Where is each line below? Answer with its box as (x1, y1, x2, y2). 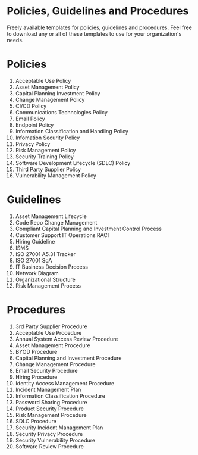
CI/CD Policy (15, 102, 47, 110)
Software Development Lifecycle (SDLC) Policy (15, 159, 131, 166)
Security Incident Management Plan (15, 424, 103, 431)
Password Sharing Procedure (15, 398, 87, 406)
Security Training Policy (15, 153, 74, 160)
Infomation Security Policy (15, 134, 80, 141)
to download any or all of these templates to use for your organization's (7, 30, 182, 37)
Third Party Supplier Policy (15, 166, 81, 173)
